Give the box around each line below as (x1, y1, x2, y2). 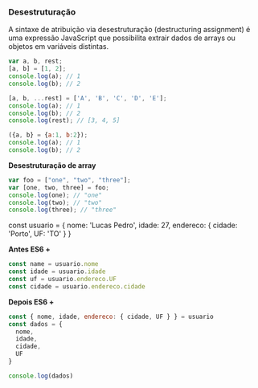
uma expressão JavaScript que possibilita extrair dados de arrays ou (8, 33, 235, 43)
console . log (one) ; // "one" (8, 191, 103, 199)
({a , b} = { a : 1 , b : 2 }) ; (8, 131, 88, 139)
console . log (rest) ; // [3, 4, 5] (8, 116, 121, 125)
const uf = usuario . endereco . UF (8, 276, 117, 284)
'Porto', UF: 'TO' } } (8, 229, 72, 239)
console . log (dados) (8, 372, 74, 380)
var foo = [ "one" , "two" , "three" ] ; (8, 176, 131, 184)
